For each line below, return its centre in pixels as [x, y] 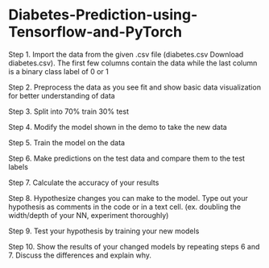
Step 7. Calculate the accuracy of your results [84, 182]
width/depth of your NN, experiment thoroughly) [89, 215]
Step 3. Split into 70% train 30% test [68, 111]
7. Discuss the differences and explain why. [80, 255]
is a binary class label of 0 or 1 [58, 71]
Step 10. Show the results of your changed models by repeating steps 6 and [134, 246]
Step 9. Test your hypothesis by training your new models [104, 231]
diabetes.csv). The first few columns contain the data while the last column [133, 63]
